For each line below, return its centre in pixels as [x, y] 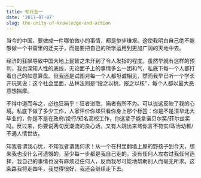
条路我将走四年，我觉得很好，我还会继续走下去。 [66, 169]
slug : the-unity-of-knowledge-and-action [59, 23]
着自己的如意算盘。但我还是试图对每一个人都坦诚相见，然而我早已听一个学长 [100, 76]
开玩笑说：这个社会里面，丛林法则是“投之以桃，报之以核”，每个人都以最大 [98, 83]
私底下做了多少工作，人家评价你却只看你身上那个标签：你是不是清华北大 [106, 111]
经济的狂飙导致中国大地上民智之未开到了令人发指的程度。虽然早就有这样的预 [100, 61]
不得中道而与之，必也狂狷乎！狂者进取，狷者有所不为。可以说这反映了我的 [98, 104]
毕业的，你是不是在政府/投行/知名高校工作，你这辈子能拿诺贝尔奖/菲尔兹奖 [98, 119]
